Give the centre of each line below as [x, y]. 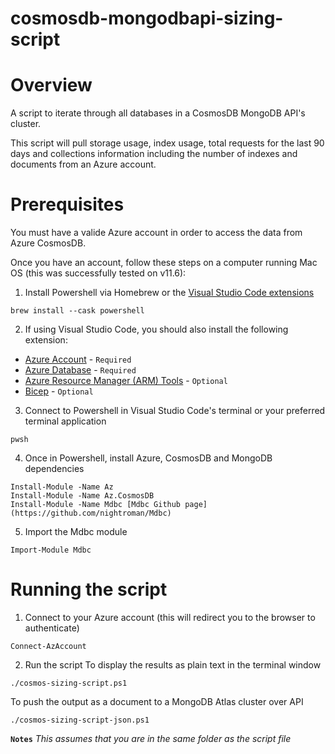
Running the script [89, 589]
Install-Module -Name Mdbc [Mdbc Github [96, 505]
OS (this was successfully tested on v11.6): [98, 273]
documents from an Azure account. [83, 164]
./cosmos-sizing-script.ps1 [69, 683]
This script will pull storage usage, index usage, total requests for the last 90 [167, 143]
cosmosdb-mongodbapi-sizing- [147, 18]
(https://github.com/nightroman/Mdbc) [91, 513]
